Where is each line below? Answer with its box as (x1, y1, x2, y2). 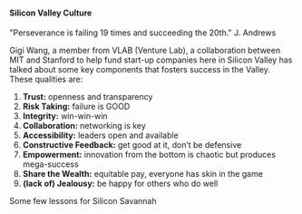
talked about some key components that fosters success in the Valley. (9, 64, 270, 75)
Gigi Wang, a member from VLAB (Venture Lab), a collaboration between (9, 45, 281, 56)
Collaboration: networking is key (22, 121, 147, 131)
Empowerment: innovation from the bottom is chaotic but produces (22, 150, 277, 160)
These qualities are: (9, 73, 83, 85)
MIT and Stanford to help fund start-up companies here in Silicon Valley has (9, 54, 293, 65)
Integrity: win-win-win (22, 111, 108, 122)
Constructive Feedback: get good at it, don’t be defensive (22, 140, 242, 151)
